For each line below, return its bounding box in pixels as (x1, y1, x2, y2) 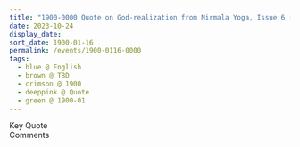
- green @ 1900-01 (17, 95, 87, 105)
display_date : (9, 29, 62, 38)
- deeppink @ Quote (17, 87, 90, 96)
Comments (9, 130, 50, 141)
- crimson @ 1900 (17, 79, 82, 88)
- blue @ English (17, 63, 82, 72)
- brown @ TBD (17, 71, 70, 80)
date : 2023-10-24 (9, 21, 74, 30)
